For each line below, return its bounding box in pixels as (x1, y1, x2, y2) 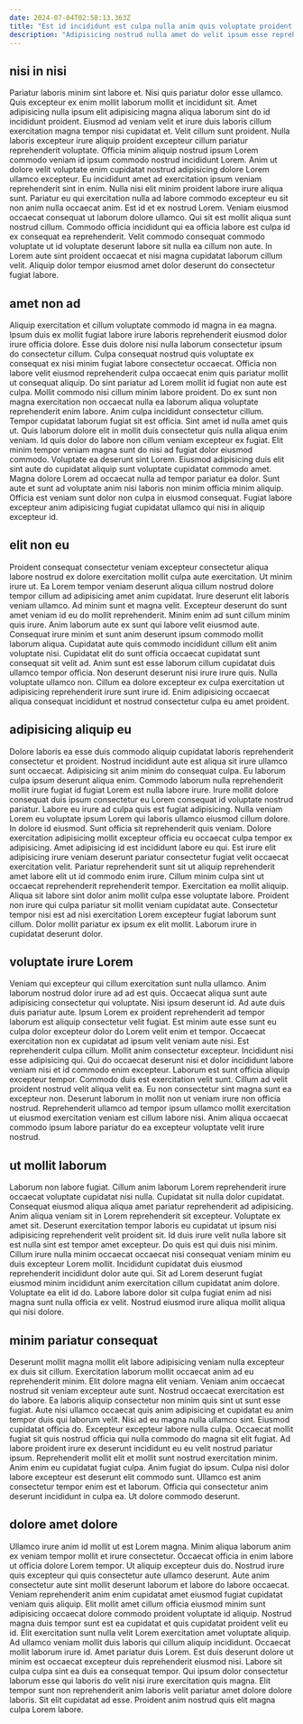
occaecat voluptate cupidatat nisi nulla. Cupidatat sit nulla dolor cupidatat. (9, 1191, 285, 1202)
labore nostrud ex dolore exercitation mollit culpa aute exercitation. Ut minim (9, 570, 293, 582)
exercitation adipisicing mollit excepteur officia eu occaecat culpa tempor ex (9, 832, 293, 843)
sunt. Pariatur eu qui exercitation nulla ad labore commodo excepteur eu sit (9, 193, 289, 204)
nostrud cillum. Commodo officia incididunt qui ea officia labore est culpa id (9, 222, 290, 233)
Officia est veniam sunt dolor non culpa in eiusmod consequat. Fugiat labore (9, 493, 293, 503)
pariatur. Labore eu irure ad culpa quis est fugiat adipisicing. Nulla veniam (9, 803, 283, 814)
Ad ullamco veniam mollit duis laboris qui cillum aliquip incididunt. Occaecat (9, 1636, 291, 1647)
